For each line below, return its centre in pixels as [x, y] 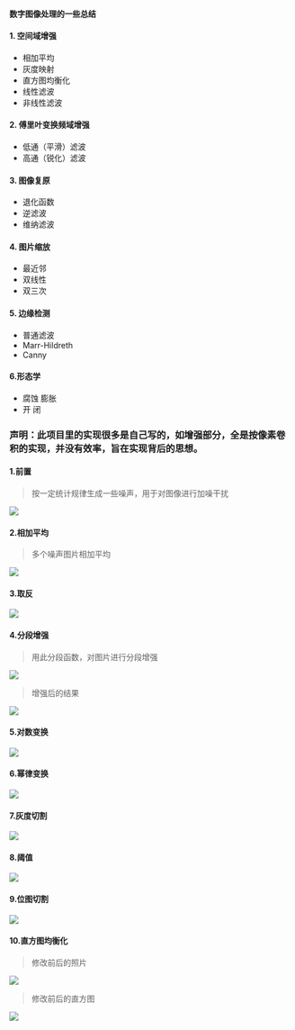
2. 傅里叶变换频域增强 [49, 125]
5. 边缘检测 [30, 313]
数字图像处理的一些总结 [53, 14]
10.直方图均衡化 [39, 941]
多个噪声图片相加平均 [71, 555]
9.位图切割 [29, 899]
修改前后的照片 [59, 962]
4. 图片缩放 [30, 247]
